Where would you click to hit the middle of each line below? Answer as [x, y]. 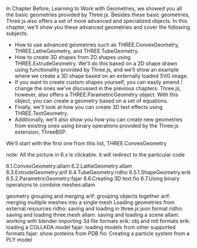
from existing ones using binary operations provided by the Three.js [96, 126]
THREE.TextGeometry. [41, 113]
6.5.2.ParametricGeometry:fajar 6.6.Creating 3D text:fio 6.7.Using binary [93, 179]
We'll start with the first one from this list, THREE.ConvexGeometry [86, 143]
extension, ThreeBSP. [41, 132]
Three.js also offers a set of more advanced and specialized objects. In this [97, 21]
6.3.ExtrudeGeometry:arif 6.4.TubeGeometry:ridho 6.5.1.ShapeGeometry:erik [98, 172]
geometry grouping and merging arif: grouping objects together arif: [89, 196]
